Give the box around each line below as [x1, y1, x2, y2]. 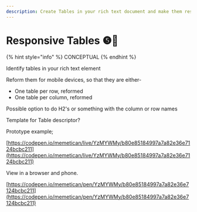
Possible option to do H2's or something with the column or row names [6, 105, 178, 112]
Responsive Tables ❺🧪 [6, 33, 119, 47]
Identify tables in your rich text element [6, 65, 101, 72]
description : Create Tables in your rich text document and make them [6, 8, 182, 15]
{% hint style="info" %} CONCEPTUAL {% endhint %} [6, 53, 137, 60]
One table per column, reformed [14, 93, 93, 100]
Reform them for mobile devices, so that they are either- [6, 76, 142, 83]
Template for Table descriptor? [6, 116, 80, 123]
